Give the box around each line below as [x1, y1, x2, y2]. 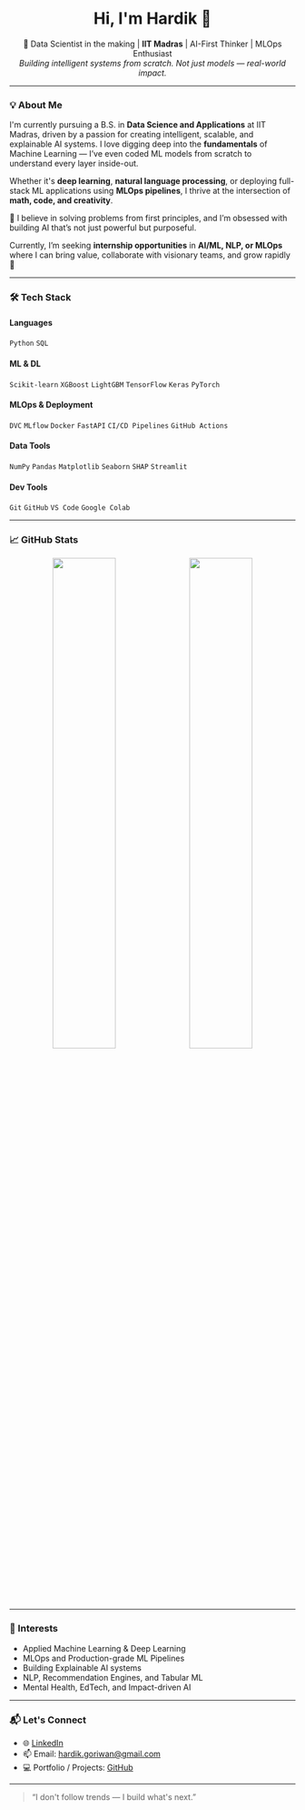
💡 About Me [9, 98, 63, 111]
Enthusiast [133, 47, 172, 58]
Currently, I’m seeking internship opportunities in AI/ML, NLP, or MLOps [9, 240, 283, 251]
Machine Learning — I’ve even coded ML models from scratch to [9, 148, 252, 159]
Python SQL [9, 339, 49, 349]
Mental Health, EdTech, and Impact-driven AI [22, 1682, 192, 1693]
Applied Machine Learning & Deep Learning [22, 1642, 186, 1653]
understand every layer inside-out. [9, 158, 139, 169]
